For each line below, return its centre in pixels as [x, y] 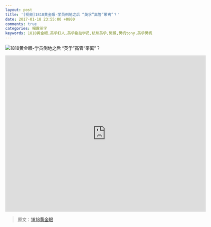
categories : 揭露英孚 [26, 29]
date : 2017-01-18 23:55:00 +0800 [40, 19]
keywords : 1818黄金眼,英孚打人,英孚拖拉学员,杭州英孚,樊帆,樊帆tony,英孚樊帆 [79, 33]
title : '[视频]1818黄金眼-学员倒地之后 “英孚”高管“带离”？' [62, 15]
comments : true [21, 24]
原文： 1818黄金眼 [35, 219]
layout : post [19, 10]
